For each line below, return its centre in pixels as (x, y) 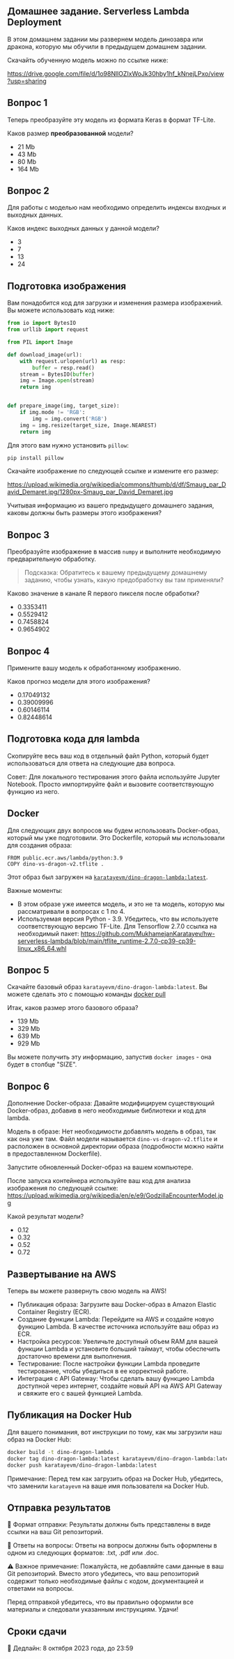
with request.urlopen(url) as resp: (73, 361)
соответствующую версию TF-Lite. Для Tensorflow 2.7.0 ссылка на (117, 926)
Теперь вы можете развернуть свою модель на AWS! (87, 1291)
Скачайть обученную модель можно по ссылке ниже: (88, 60)
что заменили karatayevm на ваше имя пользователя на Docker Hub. (108, 1486)
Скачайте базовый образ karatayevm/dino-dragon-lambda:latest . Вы (107, 987)
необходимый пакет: (48, 933)
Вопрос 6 (29, 1086)
